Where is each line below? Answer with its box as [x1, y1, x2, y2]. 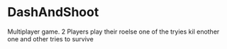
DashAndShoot [7, 4, 99, 20]
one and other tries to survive [7, 34, 94, 43]
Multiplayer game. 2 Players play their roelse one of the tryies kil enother [7, 27, 220, 36]
